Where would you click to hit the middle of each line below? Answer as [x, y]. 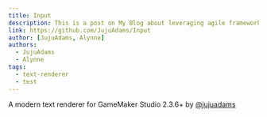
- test [26, 81]
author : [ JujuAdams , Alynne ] [56, 38]
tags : [17, 67]
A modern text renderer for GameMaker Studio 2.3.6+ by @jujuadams [122, 104]
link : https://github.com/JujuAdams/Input [79, 30]
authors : [23, 45]
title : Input [30, 15]
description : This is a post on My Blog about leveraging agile [117, 23]
